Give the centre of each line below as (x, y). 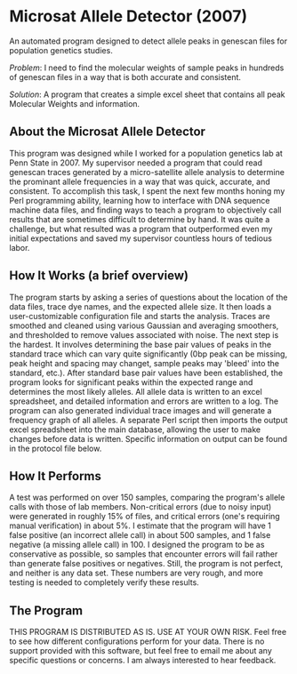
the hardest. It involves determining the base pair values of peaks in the (140, 344)
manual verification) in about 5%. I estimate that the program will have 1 (140, 526)
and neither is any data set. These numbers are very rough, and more (136, 573)
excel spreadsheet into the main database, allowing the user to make (135, 429)
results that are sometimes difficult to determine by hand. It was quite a (140, 219)
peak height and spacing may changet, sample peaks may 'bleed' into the (144, 363)
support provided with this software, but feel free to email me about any (141, 651)
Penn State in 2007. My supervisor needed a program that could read (136, 163)
